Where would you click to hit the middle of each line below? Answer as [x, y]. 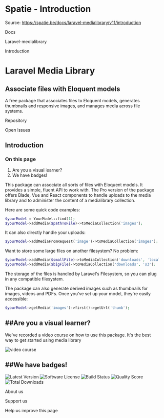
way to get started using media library [43, 340]
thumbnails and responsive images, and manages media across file [73, 106]
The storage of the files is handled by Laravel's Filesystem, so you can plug [81, 274]
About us [14, 391]
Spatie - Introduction [48, 9]
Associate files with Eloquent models [63, 89]
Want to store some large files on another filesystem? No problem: [72, 251]
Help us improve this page [31, 410]
